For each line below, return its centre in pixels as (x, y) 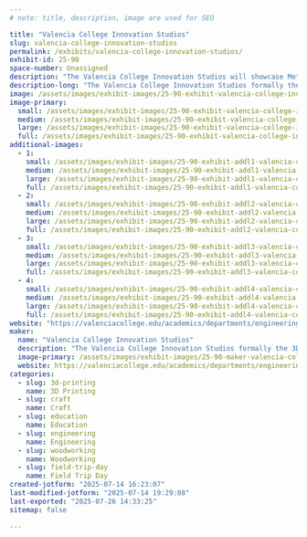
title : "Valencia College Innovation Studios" (100, 34)
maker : (22, 332)
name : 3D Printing (61, 391)
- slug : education (53, 416)
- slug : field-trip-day (63, 468)
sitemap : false (38, 510)
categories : (32, 374)
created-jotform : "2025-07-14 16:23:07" (88, 485)
